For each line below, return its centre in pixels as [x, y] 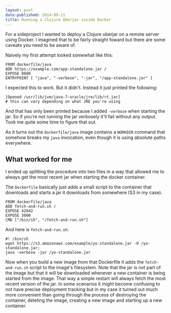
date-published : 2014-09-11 [35, 15]
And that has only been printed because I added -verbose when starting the [85, 111]
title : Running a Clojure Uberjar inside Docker [58, 20]
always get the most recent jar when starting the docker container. [76, 177]
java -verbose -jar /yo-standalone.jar [48, 253]
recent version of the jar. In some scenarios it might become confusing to [83, 284]
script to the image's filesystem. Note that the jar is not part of [95, 268]
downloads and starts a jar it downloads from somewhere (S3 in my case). [84, 193]
